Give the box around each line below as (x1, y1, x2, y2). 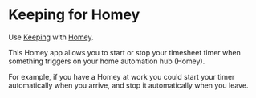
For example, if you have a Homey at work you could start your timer (8, 71, 235, 81)
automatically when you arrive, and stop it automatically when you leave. (8, 80, 249, 90)
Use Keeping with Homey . (8, 32, 94, 42)
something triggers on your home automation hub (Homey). (8, 56, 205, 66)
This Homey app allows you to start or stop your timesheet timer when (8, 47, 241, 57)
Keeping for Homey (8, 6, 140, 24)
